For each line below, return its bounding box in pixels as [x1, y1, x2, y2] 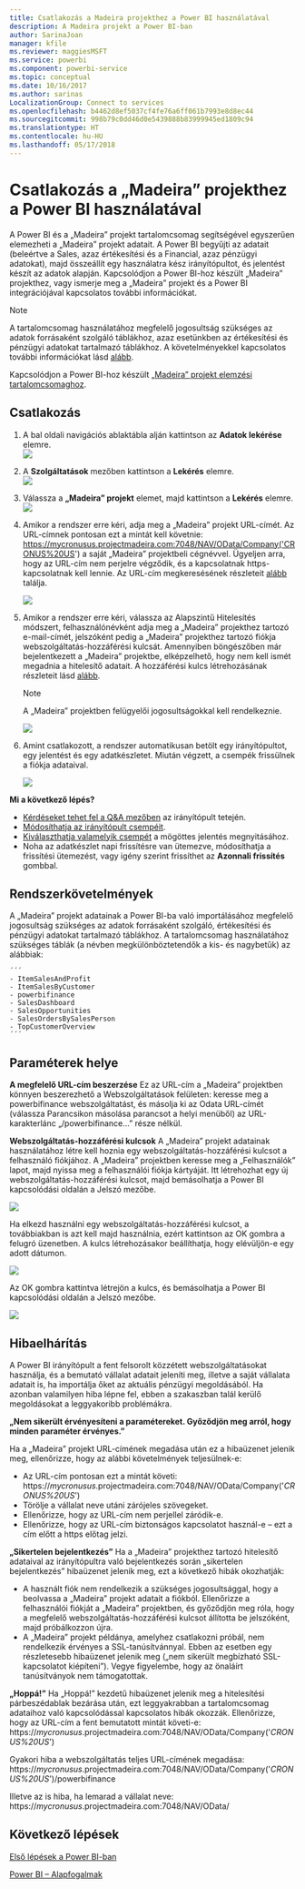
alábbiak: [9, 949, 44, 960]
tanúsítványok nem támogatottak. [22, 1670, 148, 1681]
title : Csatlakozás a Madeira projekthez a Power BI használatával [9, 13, 271, 23]
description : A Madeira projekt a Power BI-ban [9, 22, 193, 31]
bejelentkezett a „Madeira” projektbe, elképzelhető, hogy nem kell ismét [22, 650, 291, 661]
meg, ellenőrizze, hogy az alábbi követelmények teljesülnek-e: [9, 1453, 242, 1464]
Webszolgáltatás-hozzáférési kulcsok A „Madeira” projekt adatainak [9, 1135, 271, 1147]
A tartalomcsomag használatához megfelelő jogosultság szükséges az [9, 322, 273, 333]
